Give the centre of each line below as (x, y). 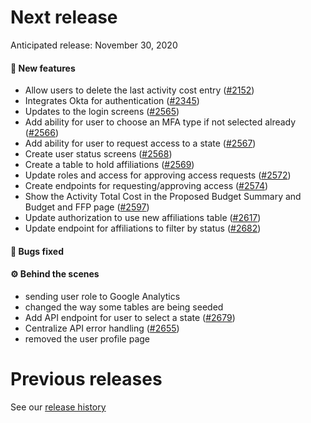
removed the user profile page (87, 338)
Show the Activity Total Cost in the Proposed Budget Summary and (163, 197)
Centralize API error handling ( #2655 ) (102, 328)
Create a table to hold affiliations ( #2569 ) (109, 165)
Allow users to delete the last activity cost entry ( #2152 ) (139, 90)
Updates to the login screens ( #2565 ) (102, 112)
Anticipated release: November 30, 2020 (94, 45)
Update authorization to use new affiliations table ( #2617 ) (143, 218)
